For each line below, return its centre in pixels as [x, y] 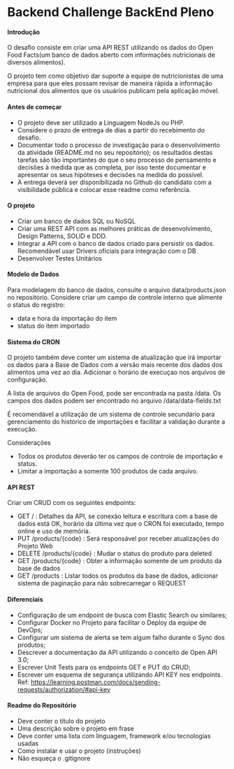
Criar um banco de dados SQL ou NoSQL [76, 221]
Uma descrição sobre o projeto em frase [75, 728]
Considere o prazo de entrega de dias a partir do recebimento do [111, 130]
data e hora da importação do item [67, 318]
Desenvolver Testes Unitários [60, 258]
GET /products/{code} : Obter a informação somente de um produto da [119, 561]
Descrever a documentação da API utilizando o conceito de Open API [117, 652]
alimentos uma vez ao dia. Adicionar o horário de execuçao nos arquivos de [116, 373]
